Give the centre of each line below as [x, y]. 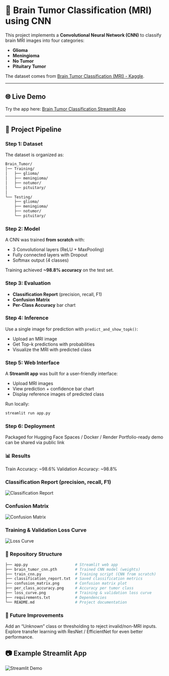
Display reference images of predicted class [58, 394]
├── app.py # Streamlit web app [62, 565]
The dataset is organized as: [35, 155]
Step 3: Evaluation [28, 283]
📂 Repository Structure [34, 554]
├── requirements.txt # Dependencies [56, 597]
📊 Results [18, 456]
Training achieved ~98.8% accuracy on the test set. [60, 270]
